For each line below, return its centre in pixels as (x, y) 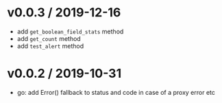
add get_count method (49, 38)
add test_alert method (50, 46)
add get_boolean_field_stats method (70, 31)
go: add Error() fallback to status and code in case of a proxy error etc (116, 92)
